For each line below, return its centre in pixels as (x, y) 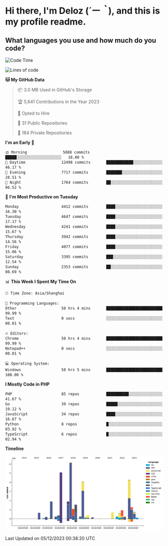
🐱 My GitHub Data (25, 80)
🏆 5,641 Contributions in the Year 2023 (58, 102)
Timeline (15, 449)
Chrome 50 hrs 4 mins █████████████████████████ (84, 339)
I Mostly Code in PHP (28, 384)
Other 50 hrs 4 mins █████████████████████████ (84, 308)
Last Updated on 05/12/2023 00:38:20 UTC (50, 538)
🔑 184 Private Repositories (45, 133)
